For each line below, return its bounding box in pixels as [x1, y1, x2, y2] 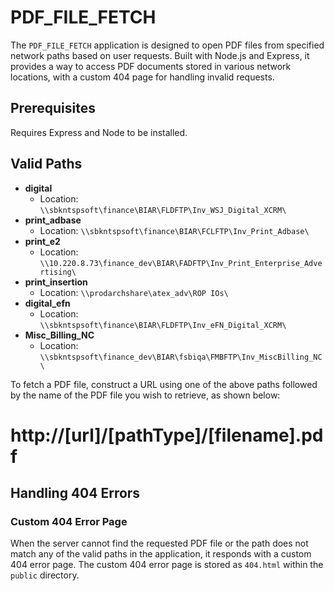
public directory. [10, 569, 80, 581]
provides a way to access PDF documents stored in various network [10, 60, 292, 72]
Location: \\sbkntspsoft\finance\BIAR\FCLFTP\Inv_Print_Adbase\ [39, 224, 310, 236]
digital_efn [24, 297, 71, 309]
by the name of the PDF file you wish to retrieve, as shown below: [10, 389, 281, 401]
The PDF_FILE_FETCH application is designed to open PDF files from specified [10, 39, 325, 51]
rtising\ [39, 267, 77, 277]
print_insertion [24, 276, 88, 288]
